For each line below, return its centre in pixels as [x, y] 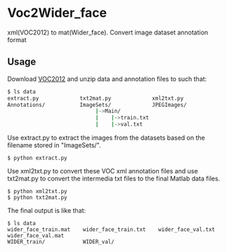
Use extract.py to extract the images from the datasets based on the [106, 138]
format [17, 39]
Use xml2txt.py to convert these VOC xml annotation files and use [103, 171]
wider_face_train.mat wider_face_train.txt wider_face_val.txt [111, 230]
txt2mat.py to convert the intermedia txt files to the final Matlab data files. [113, 178]
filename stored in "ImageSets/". [54, 145]
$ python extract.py [38, 158]
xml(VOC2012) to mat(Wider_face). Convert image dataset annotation [108, 32]
